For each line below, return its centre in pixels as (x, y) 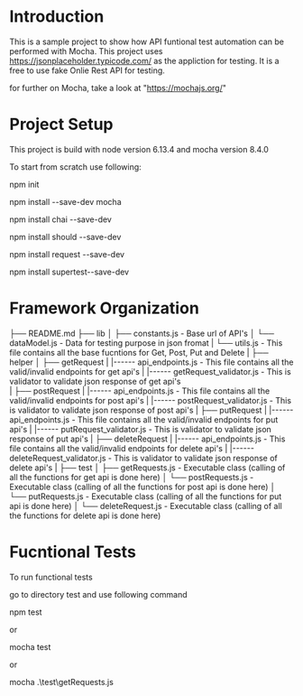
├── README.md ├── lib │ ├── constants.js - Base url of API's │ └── (142, 333)
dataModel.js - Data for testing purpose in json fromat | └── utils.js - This (146, 343)
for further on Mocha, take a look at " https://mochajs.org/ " (118, 88)
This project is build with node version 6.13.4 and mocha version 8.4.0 (139, 149)
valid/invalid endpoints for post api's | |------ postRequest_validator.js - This (150, 400)
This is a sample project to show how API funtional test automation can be (147, 42)
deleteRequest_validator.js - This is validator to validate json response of (143, 458)
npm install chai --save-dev (61, 219)
